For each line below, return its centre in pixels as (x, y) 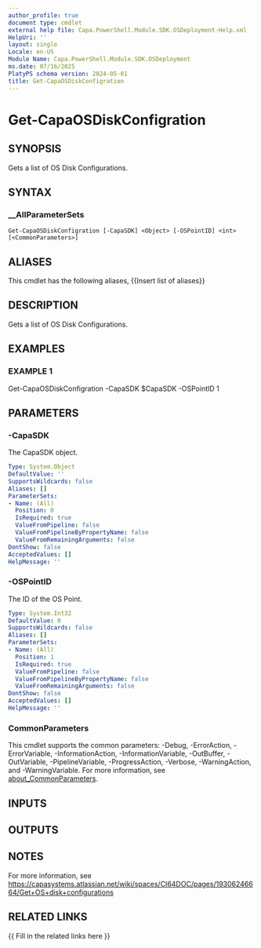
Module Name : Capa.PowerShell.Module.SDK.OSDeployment (100, 60)
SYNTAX (30, 192)
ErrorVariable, (31, 753)
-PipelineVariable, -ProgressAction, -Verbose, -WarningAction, (151, 762)
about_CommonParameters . (53, 778)
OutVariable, (28, 762)
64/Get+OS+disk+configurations (61, 892)
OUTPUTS (33, 830)
